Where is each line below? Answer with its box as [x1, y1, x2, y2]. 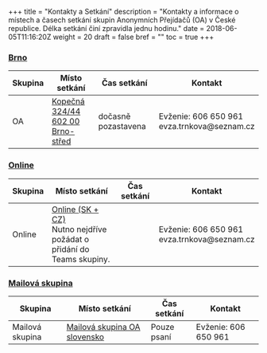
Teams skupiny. [51, 253, 110, 265]
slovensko [66, 331, 105, 342]
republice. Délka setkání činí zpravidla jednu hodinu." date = [8, 24, 205, 33]
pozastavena [98, 121, 147, 132]
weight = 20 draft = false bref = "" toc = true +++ [52, 32, 215, 41]
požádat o [51, 233, 90, 245]
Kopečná [51, 96, 85, 107]
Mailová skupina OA [66, 321, 141, 332]
